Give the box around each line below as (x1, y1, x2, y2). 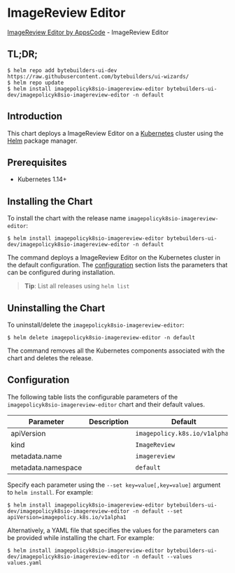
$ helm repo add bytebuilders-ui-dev (7, 66, 117, 74)
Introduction (7, 111, 63, 122)
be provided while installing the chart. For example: (7, 533, 155, 542)
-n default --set (132, 507, 183, 515)
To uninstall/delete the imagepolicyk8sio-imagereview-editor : (7, 320, 185, 329)
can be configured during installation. (7, 268, 115, 277)
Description (88, 416, 129, 426)
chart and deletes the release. (7, 354, 94, 362)
